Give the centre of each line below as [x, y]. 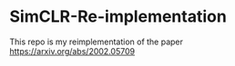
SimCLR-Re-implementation [118, 17]
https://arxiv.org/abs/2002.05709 [72, 51]
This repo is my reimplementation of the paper [97, 42]
